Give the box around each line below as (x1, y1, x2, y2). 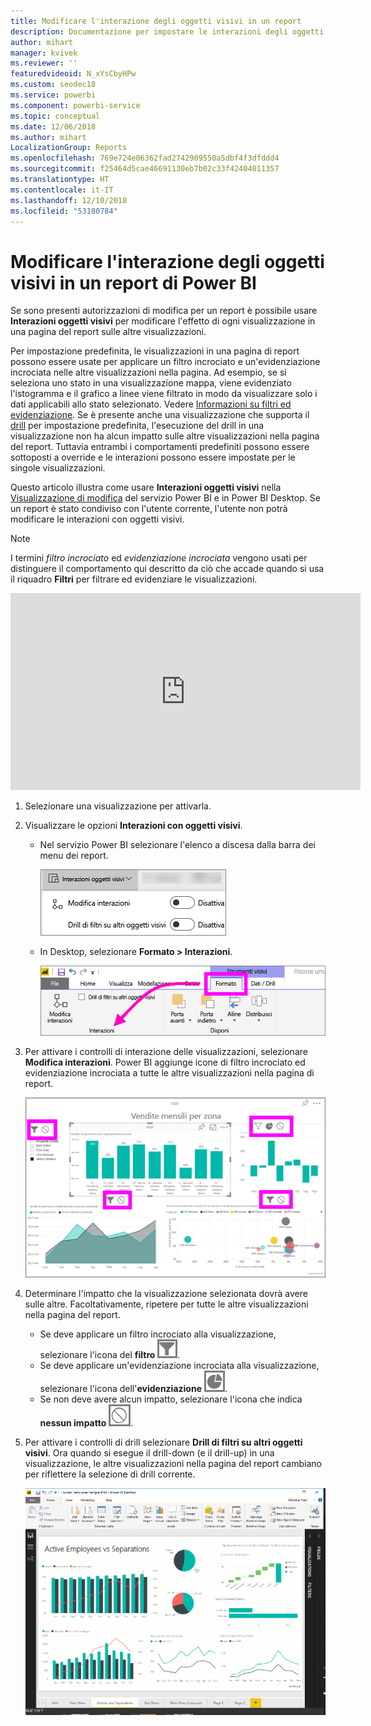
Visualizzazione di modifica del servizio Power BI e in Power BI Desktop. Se (10, 492, 321, 504)
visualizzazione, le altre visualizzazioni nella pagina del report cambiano (24, 1457, 322, 1469)
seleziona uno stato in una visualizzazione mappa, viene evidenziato (10, 377, 292, 389)
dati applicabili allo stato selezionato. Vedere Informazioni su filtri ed (10, 398, 292, 410)
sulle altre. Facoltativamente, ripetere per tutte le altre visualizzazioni (24, 1298, 309, 1310)
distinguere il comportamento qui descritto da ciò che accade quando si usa (10, 563, 325, 575)
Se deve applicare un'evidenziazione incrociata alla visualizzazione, (39, 1359, 320, 1371)
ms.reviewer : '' (10, 58, 78, 69)
